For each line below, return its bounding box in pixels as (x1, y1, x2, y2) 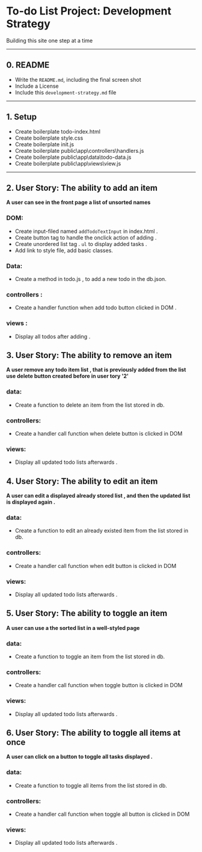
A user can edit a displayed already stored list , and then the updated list (6, 492, 191, 499)
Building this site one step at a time (6, 37, 93, 44)
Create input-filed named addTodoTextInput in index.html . (14, 227, 158, 235)
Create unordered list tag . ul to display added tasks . (14, 240, 147, 247)
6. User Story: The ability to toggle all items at (6, 728, 181, 738)
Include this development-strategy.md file (14, 88, 117, 96)
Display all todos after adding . (14, 333, 91, 340)
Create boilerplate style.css (14, 134, 84, 141)
